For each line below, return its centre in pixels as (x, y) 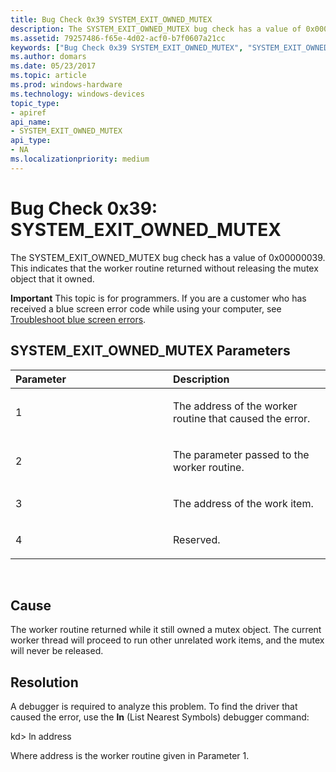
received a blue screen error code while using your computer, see (146, 308)
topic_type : (35, 103)
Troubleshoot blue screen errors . (78, 319)
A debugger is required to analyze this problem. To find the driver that (154, 707)
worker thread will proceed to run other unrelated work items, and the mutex (167, 640)
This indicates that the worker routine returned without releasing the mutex (164, 268)
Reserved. (197, 539)
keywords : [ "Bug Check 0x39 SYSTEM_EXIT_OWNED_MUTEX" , (127, 47)
